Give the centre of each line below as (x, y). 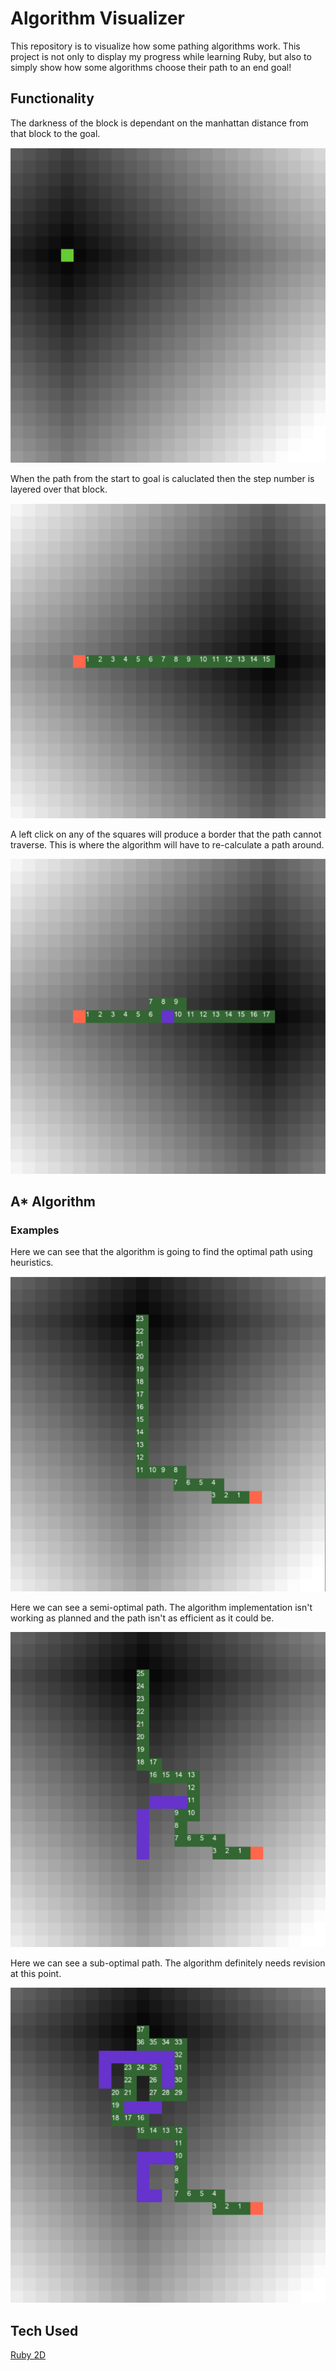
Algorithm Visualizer (98, 18)
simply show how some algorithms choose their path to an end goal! (151, 67)
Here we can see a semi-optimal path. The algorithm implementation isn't (161, 1608)
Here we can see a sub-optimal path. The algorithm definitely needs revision (168, 1963)
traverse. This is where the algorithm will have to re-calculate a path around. (167, 844)
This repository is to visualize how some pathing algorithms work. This (155, 46)
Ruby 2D (28, 2355)
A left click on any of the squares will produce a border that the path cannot (166, 834)
